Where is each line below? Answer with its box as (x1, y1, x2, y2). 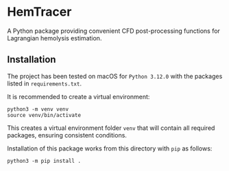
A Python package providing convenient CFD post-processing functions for (7, 27, 221, 35)
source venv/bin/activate (7, 111, 81, 118)
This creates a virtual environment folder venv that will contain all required (7, 124, 215, 132)
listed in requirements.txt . (7, 79, 82, 88)
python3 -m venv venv (7, 105, 69, 113)
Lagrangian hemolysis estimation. (7, 34, 102, 42)
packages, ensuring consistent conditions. (7, 131, 127, 139)
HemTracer (7, 4, 72, 20)
